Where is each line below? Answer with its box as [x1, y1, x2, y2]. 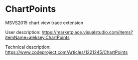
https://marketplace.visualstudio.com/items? [41, 29, 133, 35]
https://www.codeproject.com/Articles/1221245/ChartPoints [5, 49, 128, 55]
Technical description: [5, 44, 51, 50]
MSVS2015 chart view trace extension [5, 20, 84, 26]
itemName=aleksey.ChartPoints [5, 34, 70, 40]
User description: [5, 29, 41, 35]
